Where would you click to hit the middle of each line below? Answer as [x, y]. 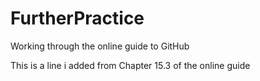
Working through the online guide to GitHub [100, 46]
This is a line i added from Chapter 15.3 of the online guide [130, 65]
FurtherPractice [77, 18]
